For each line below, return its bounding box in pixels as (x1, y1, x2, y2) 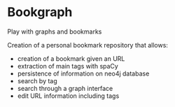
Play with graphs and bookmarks (7, 27, 102, 36)
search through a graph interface (17, 84, 113, 92)
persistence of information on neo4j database (17, 69, 150, 78)
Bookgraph (7, 4, 73, 20)
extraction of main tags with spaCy (17, 62, 119, 70)
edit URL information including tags (17, 92, 120, 100)
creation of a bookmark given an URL (17, 54, 125, 63)
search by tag (17, 76, 57, 85)
